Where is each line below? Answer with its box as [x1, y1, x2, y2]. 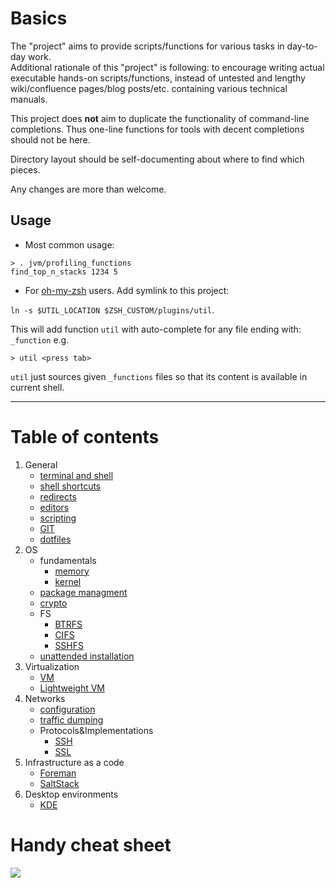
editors [39, 501, 70, 513]
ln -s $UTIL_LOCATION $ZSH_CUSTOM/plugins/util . [10, 303, 215, 316]
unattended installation [39, 650, 135, 662]
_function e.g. [10, 333, 70, 346]
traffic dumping [39, 713, 104, 726]
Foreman [39, 767, 77, 779]
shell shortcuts [39, 480, 102, 492]
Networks [24, 692, 66, 704]
